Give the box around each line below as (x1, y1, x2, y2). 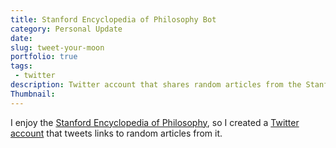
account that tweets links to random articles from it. (10, 127, 223, 139)
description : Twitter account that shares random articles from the (10, 80, 302, 90)
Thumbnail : (10, 89, 56, 99)
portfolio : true (10, 52, 78, 62)
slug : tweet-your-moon (10, 42, 105, 53)
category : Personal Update (10, 24, 123, 34)
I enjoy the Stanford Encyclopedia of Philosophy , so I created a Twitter (10, 116, 300, 128)
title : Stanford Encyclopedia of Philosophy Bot (10, 14, 217, 25)
